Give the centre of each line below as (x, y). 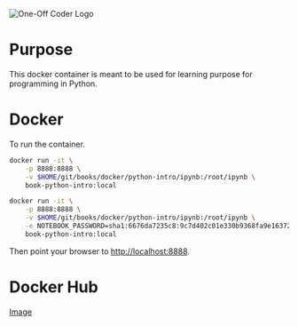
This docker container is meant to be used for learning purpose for (131, 74)
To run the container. (47, 144)
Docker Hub (54, 286)
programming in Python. (53, 83)
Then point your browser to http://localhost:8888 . (100, 251)
